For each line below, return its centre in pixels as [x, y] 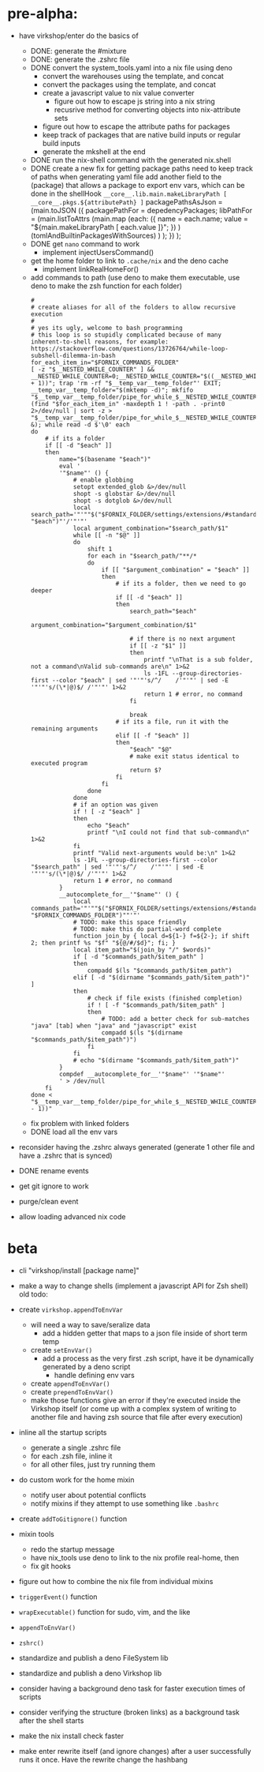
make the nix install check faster [71, 1736]
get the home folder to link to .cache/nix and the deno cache [130, 261]
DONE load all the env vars [74, 1132]
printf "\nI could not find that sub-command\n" [168, 832]
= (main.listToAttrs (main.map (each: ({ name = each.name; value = [139, 219]
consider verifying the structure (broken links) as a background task [129, 1712]
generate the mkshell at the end [94, 152]
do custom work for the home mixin [76, 1479]
